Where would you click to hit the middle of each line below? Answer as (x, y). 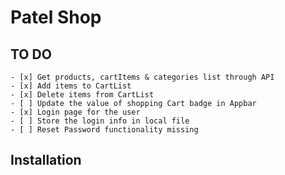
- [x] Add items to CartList (71, 86)
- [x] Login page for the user (75, 112)
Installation (46, 160)
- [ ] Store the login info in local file (100, 121)
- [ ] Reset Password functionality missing (104, 130)
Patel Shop (56, 17)
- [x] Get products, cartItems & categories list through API (142, 77)
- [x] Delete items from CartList (82, 95)
